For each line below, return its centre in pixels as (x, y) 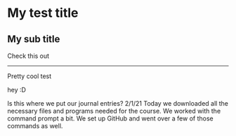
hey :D (17, 90)
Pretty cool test (29, 76)
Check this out (28, 56)
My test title (43, 13)
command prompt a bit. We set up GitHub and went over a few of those (110, 118)
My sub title (34, 39)
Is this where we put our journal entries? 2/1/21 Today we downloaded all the (118, 103)
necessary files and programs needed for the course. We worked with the (114, 111)
